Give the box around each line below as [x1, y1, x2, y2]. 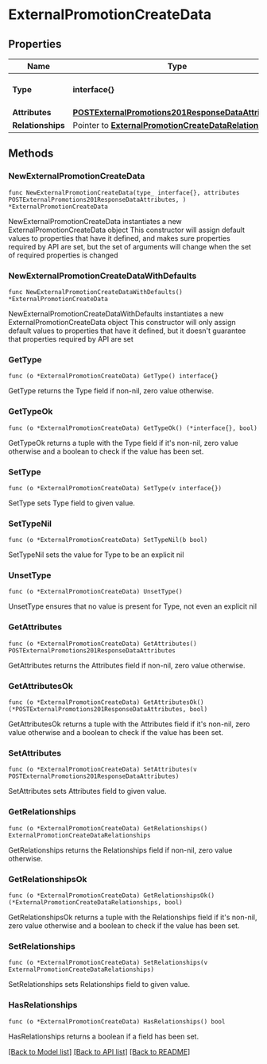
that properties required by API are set [8, 334, 133, 343]
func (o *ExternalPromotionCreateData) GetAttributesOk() [8, 698, 204, 706]
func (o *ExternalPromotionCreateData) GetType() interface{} [8, 372, 219, 381]
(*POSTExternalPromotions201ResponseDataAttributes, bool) [8, 706, 208, 714]
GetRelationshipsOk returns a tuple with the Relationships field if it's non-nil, [8, 912, 257, 922]
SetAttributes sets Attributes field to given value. [8, 787, 167, 796]
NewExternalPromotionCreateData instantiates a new [8, 216, 183, 226]
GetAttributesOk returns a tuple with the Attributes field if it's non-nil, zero [8, 719, 250, 729]
